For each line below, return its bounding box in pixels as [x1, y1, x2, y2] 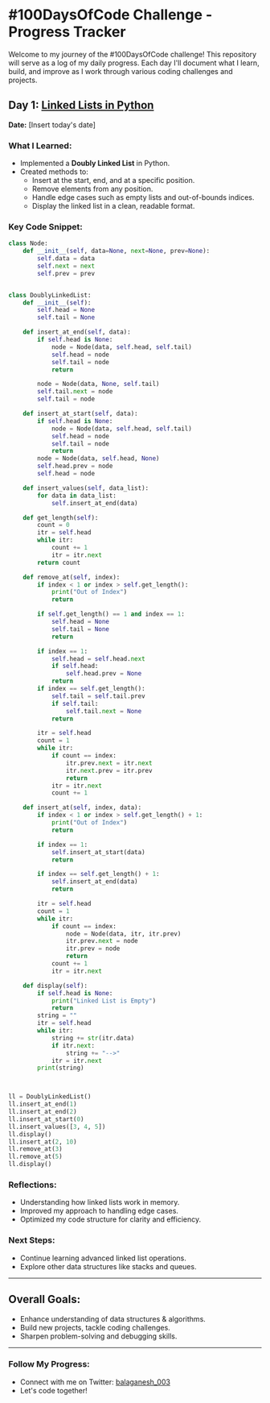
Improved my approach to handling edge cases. [19, 1206, 179, 1216]
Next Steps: [8, 1235, 55, 1246]
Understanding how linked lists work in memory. [19, 1198, 180, 1207]
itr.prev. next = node [65, 937, 138, 945]
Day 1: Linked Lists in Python [8, 98, 154, 112]
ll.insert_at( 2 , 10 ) [8, 1138, 78, 1146]
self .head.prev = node [37, 462, 113, 471]
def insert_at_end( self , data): [22, 328, 131, 336]
